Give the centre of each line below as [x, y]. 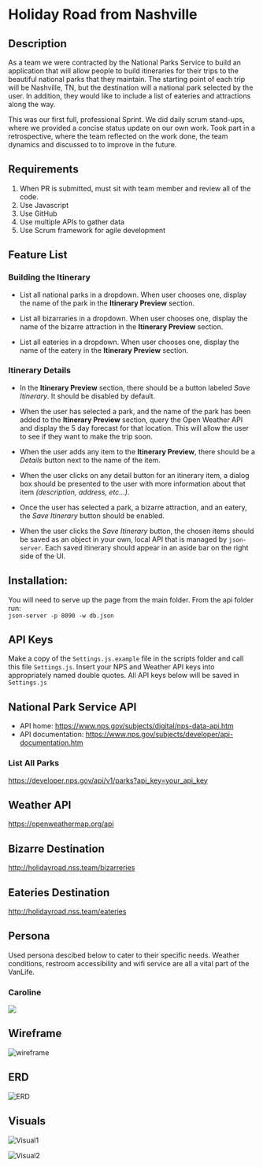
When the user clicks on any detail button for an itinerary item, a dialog [134, 475]
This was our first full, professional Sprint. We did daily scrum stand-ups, [126, 119]
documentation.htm [52, 743]
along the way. [32, 104]
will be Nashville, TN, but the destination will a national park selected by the [131, 87]
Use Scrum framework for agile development [93, 230]
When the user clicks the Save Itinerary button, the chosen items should [137, 531]
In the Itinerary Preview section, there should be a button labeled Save [135, 387]
